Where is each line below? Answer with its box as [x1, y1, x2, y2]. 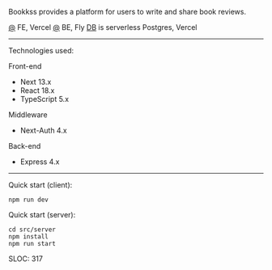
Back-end [8, 141, 41, 150]
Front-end [8, 61, 42, 71]
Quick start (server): [8, 210, 76, 219]
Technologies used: [8, 46, 74, 55]
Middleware [8, 110, 48, 120]
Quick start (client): [8, 180, 73, 189]
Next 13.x [19, 77, 52, 86]
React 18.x [19, 86, 55, 95]
